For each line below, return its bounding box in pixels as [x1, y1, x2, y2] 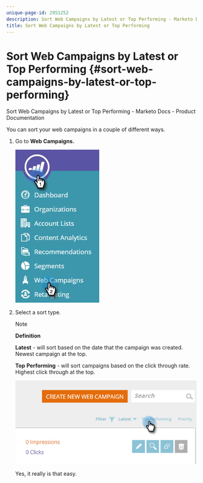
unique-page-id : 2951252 [6, 10, 69, 16]
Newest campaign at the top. [14, 351, 88, 358]
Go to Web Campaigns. [14, 138, 74, 145]
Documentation [6, 114, 45, 122]
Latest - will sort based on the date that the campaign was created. [14, 344, 183, 351]
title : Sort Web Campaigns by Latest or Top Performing [6, 22, 150, 28]
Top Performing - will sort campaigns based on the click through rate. [14, 362, 190, 369]
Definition [14, 332, 41, 340]
